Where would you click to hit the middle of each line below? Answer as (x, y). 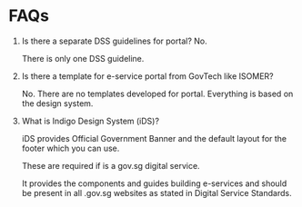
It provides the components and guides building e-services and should (154, 183)
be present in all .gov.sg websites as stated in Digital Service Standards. (156, 192)
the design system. (57, 103)
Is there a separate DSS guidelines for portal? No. (114, 41)
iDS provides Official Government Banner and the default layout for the (154, 138)
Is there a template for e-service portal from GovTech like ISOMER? (147, 76)
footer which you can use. (70, 148)
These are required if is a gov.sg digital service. (111, 165)
